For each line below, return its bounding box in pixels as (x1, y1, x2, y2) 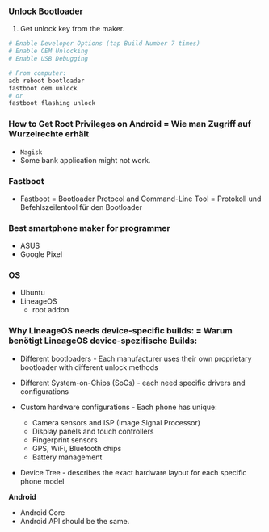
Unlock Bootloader (8, 6, 83, 17)
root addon (32, 305, 69, 315)
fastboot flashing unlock (8, 99, 95, 107)
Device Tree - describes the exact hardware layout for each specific (19, 467, 247, 477)
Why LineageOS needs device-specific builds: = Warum (8, 325, 233, 337)
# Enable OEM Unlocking (8, 47, 89, 56)
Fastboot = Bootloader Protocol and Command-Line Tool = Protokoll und (19, 194, 262, 203)
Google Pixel (19, 249, 63, 259)
